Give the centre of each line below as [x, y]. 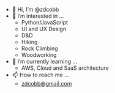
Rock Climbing [39, 48]
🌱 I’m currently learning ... [45, 61]
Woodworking [39, 55]
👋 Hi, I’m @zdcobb [35, 9]
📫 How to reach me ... [40, 75]
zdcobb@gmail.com [46, 84]
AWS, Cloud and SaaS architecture [65, 68]
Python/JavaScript [45, 22]
